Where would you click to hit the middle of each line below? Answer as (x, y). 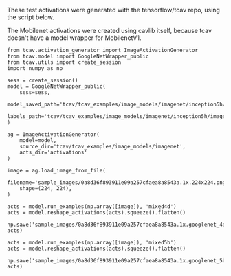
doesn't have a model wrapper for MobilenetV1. (74, 38)
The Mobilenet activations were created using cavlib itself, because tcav (109, 31)
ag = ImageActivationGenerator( (53, 135)
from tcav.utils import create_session (64, 62)
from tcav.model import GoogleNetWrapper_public (78, 56)
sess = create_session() (43, 80)
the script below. (31, 17)
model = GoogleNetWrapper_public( (57, 87)
